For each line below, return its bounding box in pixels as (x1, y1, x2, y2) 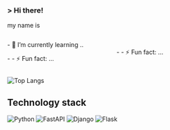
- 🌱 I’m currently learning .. (7, 41, 84, 49)
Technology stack (7, 96, 87, 109)
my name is (7, 21, 40, 30)
